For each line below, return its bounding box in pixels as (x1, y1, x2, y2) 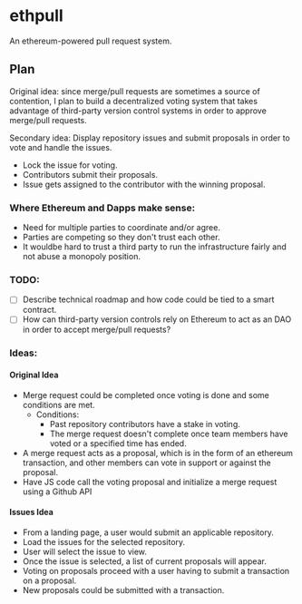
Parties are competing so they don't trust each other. (22, 232, 220, 243)
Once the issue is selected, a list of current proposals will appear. (22, 555, 268, 567)
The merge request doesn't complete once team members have (49, 428, 288, 439)
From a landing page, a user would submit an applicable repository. (22, 527, 275, 538)
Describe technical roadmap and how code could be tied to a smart (22, 294, 275, 305)
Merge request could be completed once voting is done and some (22, 389, 270, 400)
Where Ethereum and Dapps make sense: (9, 201, 196, 214)
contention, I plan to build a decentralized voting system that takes (9, 95, 258, 106)
